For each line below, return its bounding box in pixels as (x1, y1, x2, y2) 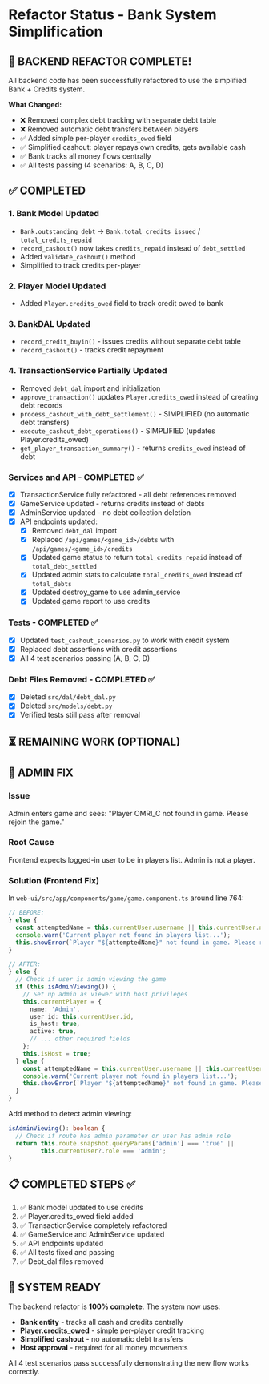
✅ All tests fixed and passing (19, 1248, 115, 1257)
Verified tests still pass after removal (19, 710, 141, 720)
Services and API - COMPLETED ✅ (8, 471, 144, 482)
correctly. (8, 1367, 40, 1377)
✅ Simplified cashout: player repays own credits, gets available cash (19, 143, 247, 151)
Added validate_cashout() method (19, 251, 136, 261)
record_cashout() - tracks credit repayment (19, 345, 164, 355)
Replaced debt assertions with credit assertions (19, 644, 178, 654)
